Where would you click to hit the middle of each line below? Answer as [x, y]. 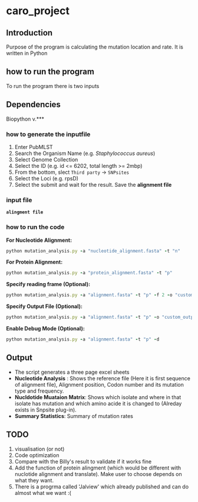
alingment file [25, 212]
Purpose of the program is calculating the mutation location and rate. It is [95, 47]
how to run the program [50, 72]
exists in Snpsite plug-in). [45, 410]
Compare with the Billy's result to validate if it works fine [83, 461]
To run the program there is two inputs [53, 86]
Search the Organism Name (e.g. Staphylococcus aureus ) [85, 153]
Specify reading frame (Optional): [48, 284]
